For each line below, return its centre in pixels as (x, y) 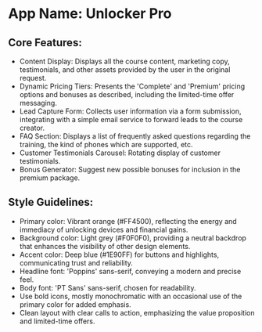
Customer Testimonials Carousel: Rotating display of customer (120, 153)
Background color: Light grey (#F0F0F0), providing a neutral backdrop (133, 238)
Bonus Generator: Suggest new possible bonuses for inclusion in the (130, 170)
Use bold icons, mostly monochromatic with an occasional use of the (131, 296)
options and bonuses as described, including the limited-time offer (127, 94)
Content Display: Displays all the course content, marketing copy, (125, 61)
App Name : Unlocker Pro (90, 14)
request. (33, 78)
